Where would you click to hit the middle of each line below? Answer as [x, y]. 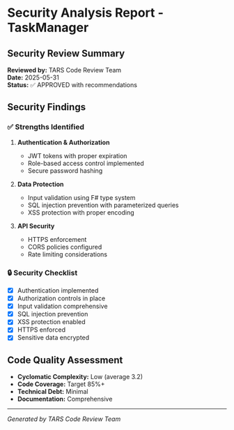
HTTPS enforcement [57, 239]
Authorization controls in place [61, 298]
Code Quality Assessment [65, 360]
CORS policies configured [65, 247]
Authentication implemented [58, 290]
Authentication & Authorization [63, 142]
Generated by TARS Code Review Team [64, 419]
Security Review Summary [66, 53]
